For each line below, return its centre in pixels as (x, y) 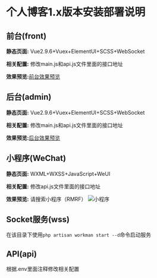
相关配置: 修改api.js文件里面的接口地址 (54, 186)
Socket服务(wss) (38, 219)
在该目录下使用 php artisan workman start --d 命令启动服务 (79, 235)
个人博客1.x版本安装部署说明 (76, 12)
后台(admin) (29, 97)
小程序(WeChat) (36, 158)
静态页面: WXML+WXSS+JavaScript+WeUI (58, 173)
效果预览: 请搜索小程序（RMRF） (46, 199)
